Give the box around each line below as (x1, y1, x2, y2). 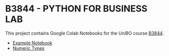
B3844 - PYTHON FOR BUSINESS (5, 3, 148, 14)
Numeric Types (12, 45, 44, 51)
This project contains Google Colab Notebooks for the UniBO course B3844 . (5, 30, 164, 36)
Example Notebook (12, 39, 52, 45)
